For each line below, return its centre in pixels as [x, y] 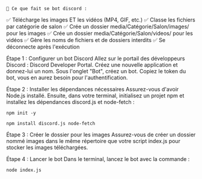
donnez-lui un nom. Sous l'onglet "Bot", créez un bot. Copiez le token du [96, 71]
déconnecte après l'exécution [43, 47]
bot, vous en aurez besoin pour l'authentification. [67, 77]
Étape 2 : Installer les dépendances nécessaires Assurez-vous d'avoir [93, 89]
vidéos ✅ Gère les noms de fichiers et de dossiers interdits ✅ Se [86, 40]
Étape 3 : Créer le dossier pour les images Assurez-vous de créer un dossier [101, 135]
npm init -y [21, 113]
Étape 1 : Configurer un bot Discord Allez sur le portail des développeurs [96, 58]
